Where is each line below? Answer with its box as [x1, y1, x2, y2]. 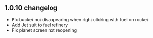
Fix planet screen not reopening [11, 27, 77, 33]
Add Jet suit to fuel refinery [11, 22, 68, 28]
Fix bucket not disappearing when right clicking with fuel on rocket [11, 17, 148, 22]
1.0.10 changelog [4, 4, 58, 12]
